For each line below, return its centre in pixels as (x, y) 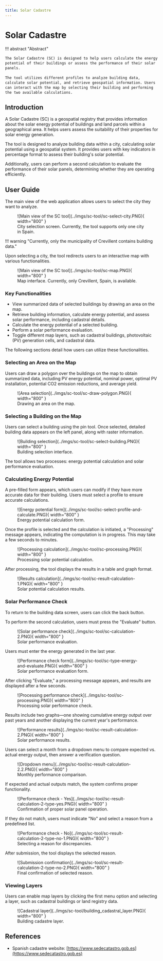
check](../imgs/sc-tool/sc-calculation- (97, 631)
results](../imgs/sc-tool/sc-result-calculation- (93, 729)
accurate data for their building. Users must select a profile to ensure (74, 495)
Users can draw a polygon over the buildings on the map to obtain (71, 373)
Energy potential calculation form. (51, 520)
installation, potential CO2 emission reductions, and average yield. (71, 384)
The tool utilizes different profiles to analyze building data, (72, 78)
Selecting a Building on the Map (43, 416)
